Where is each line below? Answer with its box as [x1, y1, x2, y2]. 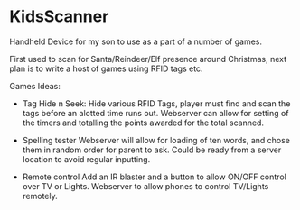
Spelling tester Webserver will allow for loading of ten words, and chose [22, 134, 291, 145]
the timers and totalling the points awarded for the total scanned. [22, 117, 265, 128]
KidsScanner [9, 6, 109, 27]
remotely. [22, 190, 59, 201]
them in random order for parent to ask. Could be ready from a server [22, 144, 282, 155]
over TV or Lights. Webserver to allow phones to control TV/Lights [22, 180, 269, 191]
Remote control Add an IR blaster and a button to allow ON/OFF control [22, 171, 286, 182]
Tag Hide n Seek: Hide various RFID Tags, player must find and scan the [22, 97, 291, 109]
